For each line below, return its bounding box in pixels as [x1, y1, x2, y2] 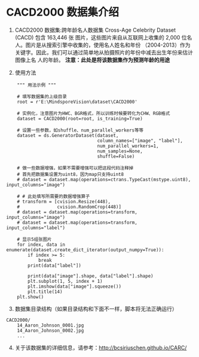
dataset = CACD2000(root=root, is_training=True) [17, 115, 143, 121]
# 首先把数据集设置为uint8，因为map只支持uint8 [17, 171, 124, 177]
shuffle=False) [97, 153, 135, 159]
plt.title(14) [27, 288, 63, 295]
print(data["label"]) [27, 263, 82, 268]
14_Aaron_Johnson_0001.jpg [17, 322, 84, 328]
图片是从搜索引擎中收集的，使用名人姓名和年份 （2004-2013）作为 [25, 41, 191, 48]
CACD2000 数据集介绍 [6, 5, 120, 19]
